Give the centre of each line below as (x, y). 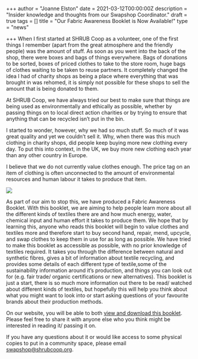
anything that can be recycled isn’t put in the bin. (65, 119)
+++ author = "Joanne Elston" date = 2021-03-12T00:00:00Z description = (97, 9)
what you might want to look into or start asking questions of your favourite (97, 295)
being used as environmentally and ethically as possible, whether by (89, 106)
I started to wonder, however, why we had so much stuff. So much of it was (97, 130)
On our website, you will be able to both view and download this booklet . (94, 313)
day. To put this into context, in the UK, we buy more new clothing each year (99, 149)
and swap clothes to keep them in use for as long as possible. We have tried (99, 239)
